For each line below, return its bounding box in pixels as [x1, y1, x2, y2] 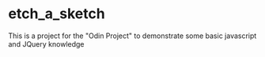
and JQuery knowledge [8, 39, 85, 48]
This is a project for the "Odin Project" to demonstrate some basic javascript [8, 31, 257, 40]
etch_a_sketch [8, 5, 105, 23]
